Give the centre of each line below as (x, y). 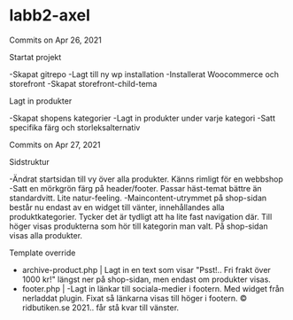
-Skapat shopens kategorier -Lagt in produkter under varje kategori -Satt (143, 118)
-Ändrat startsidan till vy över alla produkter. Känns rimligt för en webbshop (146, 179)
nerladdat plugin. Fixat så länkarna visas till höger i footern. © (135, 298)
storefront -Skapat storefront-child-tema (83, 83)
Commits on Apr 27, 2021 (55, 144)
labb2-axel (50, 16)
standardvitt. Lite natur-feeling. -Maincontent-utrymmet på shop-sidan (138, 198)
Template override (42, 253)
